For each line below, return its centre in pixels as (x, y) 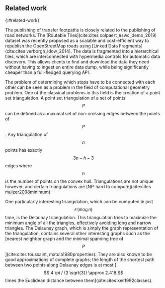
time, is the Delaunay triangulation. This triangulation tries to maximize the (81, 217)
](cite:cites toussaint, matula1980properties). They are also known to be (79, 254)
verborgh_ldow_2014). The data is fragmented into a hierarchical (93, 51)
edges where (19, 165)
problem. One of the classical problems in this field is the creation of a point (83, 92)
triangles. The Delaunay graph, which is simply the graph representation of (82, 228)
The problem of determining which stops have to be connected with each (80, 82)
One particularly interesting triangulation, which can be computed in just (79, 201)
